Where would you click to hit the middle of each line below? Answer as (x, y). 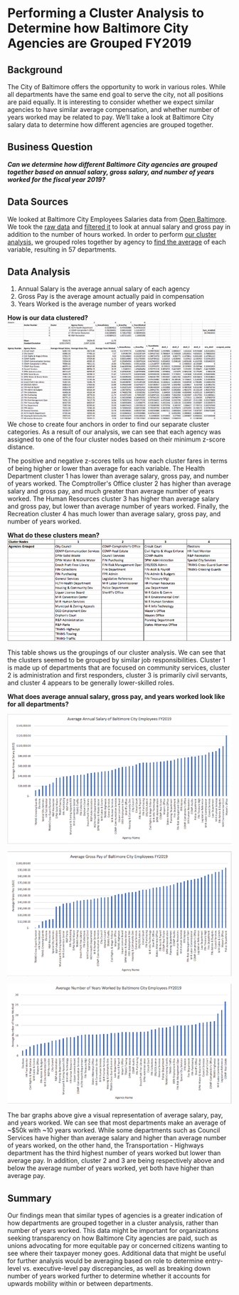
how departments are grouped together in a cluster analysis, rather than (113, 1223)
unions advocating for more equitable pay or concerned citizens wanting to (118, 1245)
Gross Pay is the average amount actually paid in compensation (111, 297)
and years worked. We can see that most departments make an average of (117, 1123)
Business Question (50, 147)
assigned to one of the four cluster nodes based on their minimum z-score (116, 439)
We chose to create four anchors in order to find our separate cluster (108, 424)
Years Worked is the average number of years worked (97, 304)
